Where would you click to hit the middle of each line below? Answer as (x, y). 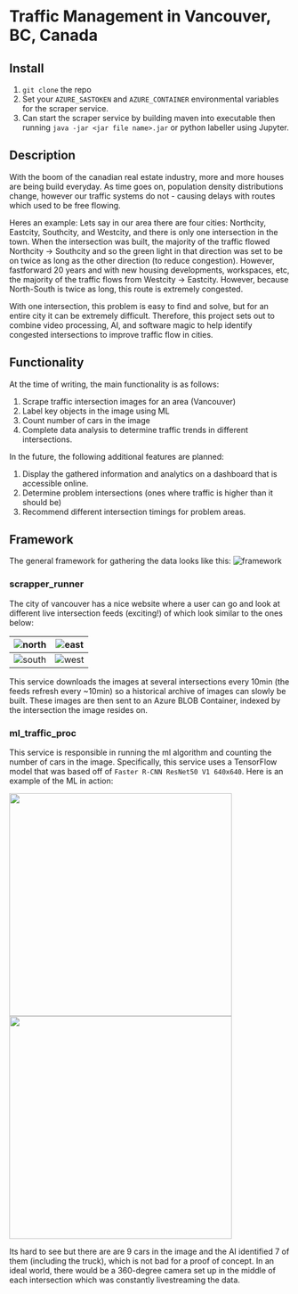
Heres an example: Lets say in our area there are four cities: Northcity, (138, 222)
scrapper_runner (47, 584)
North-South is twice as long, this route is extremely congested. (126, 289)
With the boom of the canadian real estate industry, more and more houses (147, 176)
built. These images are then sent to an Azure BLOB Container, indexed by (145, 700)
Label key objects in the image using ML (96, 411)
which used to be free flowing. (65, 205)
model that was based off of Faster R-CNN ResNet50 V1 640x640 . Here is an (146, 772)
